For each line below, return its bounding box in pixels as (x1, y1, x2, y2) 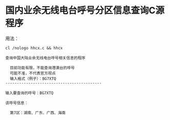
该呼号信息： (5, 100, 29, 105)
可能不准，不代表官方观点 (10, 70, 56, 76)
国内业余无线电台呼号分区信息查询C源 (5, 5, 165, 16)
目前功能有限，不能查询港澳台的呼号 (10, 65, 75, 70)
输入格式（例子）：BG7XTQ (10, 76, 56, 81)
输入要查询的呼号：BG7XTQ (5, 90, 54, 95)
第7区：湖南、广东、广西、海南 (10, 110, 66, 115)
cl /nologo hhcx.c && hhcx (5, 45, 63, 51)
